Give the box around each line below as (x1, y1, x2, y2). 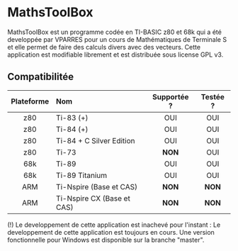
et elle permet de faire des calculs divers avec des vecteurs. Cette (7, 43, 200, 51)
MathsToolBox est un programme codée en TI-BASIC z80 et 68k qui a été (7, 28, 222, 36)
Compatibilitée (7, 71, 74, 83)
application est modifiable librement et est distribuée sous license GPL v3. (7, 50, 224, 59)
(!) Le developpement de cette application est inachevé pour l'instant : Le (7, 221, 221, 229)
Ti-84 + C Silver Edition (55, 135, 135, 145)
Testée (200, 91, 225, 101)
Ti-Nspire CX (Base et (55, 193, 131, 203)
